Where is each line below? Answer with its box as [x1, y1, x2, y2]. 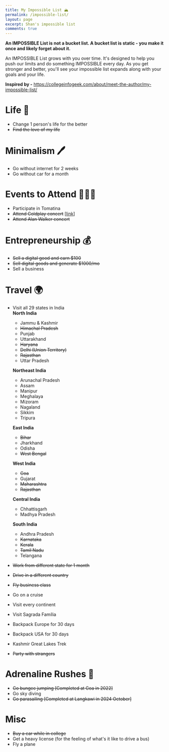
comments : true [5, 26, 37, 31]
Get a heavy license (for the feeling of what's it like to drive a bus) [12, 735, 150, 742]
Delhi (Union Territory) [20, 346, 67, 352]
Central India [12, 496, 40, 502]
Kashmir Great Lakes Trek [12, 641, 67, 647]
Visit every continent [12, 601, 56, 608]
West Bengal [20, 450, 47, 456]
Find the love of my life [12, 127, 61, 133]
